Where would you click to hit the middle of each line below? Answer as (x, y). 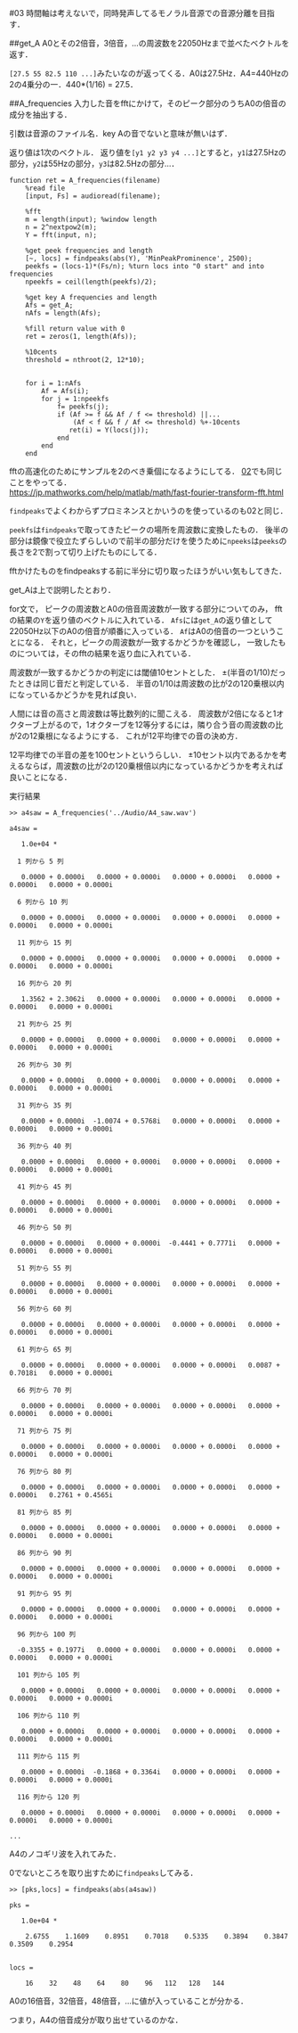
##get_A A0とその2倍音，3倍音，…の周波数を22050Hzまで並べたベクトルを (149, 43)
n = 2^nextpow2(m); (61, 227)
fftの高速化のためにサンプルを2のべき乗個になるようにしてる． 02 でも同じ (146, 471)
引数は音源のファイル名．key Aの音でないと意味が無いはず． (121, 133)
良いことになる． (40, 777)
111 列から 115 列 (48, 1757)
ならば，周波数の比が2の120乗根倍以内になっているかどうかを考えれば (154, 766)
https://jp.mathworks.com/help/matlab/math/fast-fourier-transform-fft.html (147, 492)
